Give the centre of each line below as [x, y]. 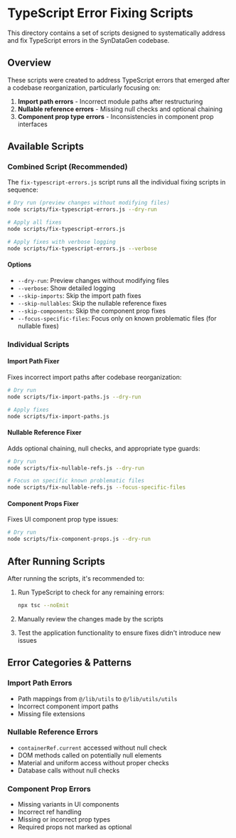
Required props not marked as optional [75, 827]
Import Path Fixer [33, 361]
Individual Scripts [38, 344]
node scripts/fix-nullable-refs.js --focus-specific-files [97, 487]
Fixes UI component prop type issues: [63, 519]
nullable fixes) [38, 326]
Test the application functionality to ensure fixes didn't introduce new [119, 633]
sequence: [23, 190]
